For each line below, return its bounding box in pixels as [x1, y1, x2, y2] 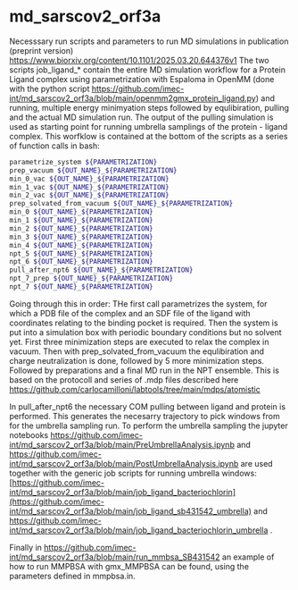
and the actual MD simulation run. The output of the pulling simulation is [9, 112, 274, 122]
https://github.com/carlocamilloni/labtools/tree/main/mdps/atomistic [9, 383, 261, 394]
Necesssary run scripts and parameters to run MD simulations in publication [9, 36, 289, 46]
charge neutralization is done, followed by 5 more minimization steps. [9, 355, 265, 366]
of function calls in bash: [9, 140, 100, 151]
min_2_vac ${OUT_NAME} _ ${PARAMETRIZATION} [9, 190, 170, 200]
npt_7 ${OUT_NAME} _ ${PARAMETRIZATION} [9, 282, 153, 291]
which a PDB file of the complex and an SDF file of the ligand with [9, 308, 252, 318]
